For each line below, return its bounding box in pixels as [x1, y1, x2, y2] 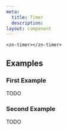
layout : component [6, 25, 51, 32]
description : [11, 20, 44, 26]
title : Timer [11, 14, 44, 20]
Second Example [6, 104, 56, 113]
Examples [6, 58, 43, 68]
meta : [6, 8, 20, 15]
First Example [6, 76, 47, 84]
